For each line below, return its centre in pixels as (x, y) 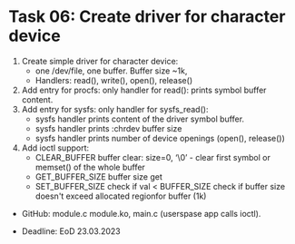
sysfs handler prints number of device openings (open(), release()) (160, 138)
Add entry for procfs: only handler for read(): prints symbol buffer (144, 90)
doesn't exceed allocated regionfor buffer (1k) (121, 196)
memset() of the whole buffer (90, 167)
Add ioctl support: (55, 148)
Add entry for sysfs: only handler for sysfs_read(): (115, 109)
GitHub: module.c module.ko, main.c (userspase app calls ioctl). (141, 213)
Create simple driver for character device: (100, 61)
